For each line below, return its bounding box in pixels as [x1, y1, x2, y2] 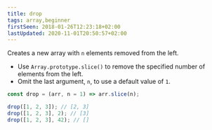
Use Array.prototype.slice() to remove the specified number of [17, 62, 206, 71]
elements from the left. [17, 70, 84, 78]
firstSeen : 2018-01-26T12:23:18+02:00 [7, 23, 121, 30]
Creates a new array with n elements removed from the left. [7, 49, 179, 57]
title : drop [7, 10, 42, 17]
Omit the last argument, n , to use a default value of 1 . [17, 78, 171, 86]
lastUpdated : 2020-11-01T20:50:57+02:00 [7, 29, 128, 37]
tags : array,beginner [7, 17, 71, 24]
